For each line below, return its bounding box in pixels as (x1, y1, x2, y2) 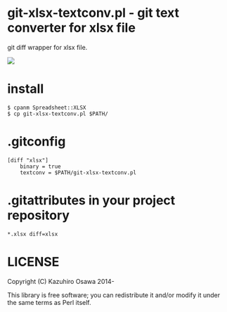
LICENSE (7, 254, 60, 270)
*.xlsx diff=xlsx (7, 230, 58, 238)
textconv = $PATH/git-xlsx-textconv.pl (20, 169, 137, 176)
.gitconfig (7, 134, 66, 150)
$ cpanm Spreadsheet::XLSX (7, 104, 86, 111)
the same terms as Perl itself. (7, 298, 91, 306)
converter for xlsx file (7, 20, 136, 36)
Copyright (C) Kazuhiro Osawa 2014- (7, 277, 115, 285)
